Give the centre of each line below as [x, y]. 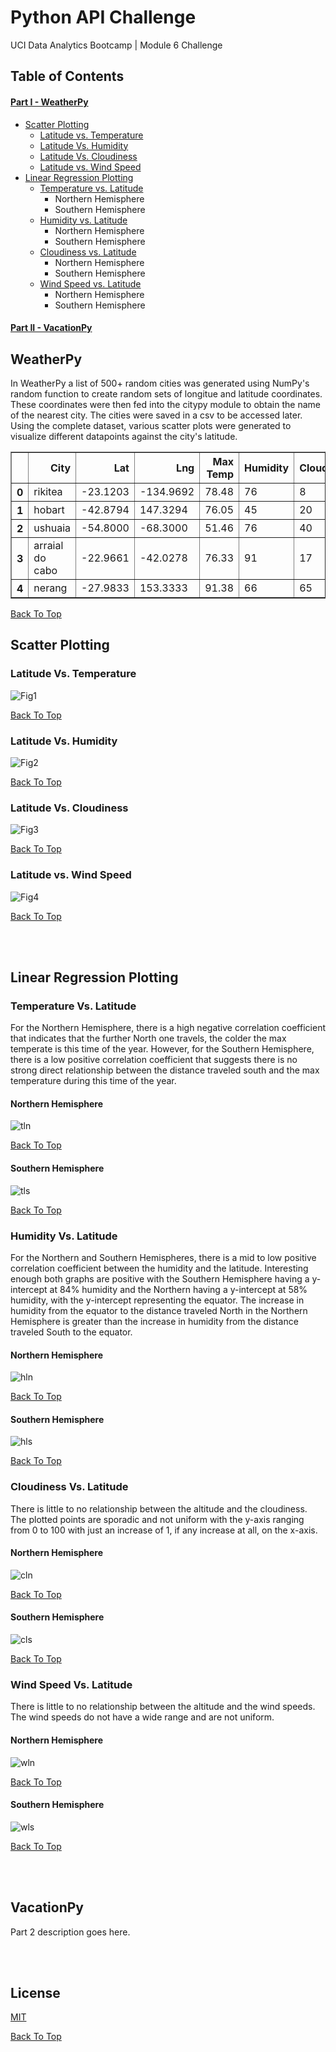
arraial [48, 545]
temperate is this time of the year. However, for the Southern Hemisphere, [162, 1049]
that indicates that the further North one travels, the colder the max [148, 1038]
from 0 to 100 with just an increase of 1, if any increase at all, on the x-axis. [164, 1530]
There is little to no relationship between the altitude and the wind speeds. [163, 1707]
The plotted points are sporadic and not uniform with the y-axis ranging [157, 1519]
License [35, 1992]
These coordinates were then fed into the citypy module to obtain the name [165, 404]
